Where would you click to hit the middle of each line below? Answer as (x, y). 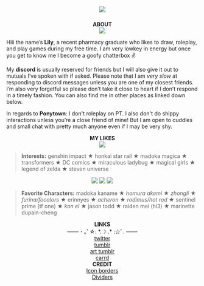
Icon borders (102, 270)
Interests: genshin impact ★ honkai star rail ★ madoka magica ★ (104, 156)
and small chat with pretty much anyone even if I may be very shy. (89, 126)
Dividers (102, 277)
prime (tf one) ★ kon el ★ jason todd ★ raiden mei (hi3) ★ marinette (108, 206)
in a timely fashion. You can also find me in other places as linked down (96, 95)
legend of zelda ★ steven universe (65, 169)
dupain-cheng (39, 213)
